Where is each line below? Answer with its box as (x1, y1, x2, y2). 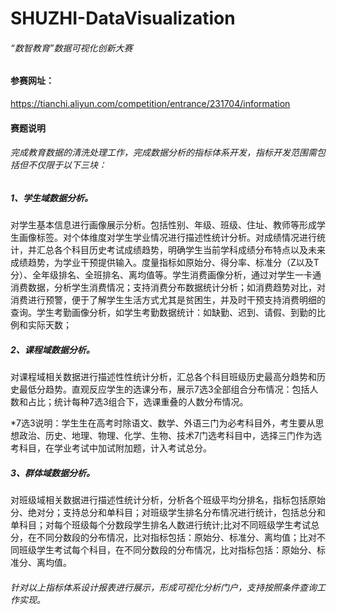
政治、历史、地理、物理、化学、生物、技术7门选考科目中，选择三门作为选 (18, 430, 322, 442)
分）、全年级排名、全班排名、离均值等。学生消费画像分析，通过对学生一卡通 (10, 269, 322, 281)
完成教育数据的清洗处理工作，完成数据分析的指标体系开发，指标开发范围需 (10, 147, 317, 159)
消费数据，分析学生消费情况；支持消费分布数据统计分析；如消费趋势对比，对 (10, 282, 326, 294)
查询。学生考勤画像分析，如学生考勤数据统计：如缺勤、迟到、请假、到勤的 (10, 307, 317, 319)
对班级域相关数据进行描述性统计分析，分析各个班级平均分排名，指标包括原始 (10, 494, 326, 506)
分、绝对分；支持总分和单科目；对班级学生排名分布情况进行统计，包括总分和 (10, 507, 326, 519)
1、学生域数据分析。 (10, 192, 94, 204)
